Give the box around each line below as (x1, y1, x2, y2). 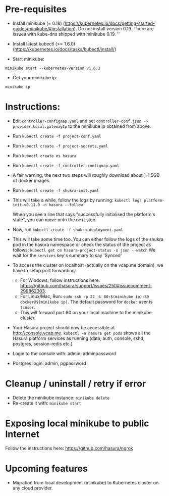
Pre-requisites (5, 4, 67, 15)
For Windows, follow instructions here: (20, 277, 100, 283)
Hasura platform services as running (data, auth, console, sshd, (12, 335, 145, 341)
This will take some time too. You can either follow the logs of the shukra (12, 236, 164, 242)
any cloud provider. (12, 485, 53, 491)
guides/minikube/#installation (12, 25, 74, 31)
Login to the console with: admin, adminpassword (12, 350, 116, 357)
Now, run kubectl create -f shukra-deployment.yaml (12, 226, 123, 232)
